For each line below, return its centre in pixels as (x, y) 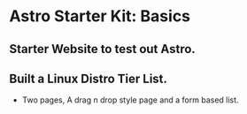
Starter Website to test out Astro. (103, 49)
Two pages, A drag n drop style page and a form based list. (130, 100)
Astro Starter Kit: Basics (100, 16)
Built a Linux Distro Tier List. (89, 78)
